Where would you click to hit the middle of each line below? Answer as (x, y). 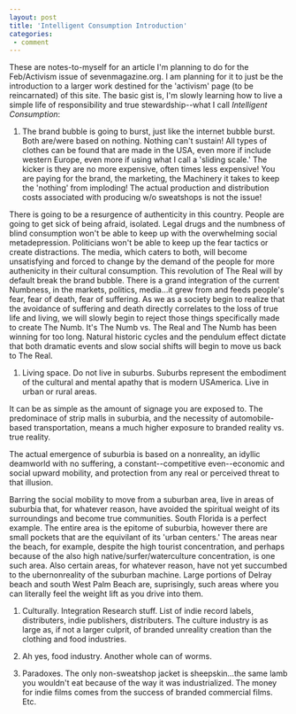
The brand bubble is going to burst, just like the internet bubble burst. (148, 132)
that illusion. (31, 483)
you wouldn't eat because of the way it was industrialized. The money (149, 683)
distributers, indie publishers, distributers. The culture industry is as (145, 620)
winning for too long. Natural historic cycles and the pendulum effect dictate (148, 337)
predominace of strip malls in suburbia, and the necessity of (118, 418)
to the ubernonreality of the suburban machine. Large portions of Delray (140, 575)
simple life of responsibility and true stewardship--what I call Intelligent (138, 105)
